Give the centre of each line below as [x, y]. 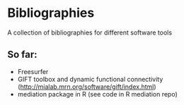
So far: [22, 55]
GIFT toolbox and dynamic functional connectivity [90, 79]
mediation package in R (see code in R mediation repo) [98, 94]
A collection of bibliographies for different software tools [90, 32]
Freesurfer [33, 71]
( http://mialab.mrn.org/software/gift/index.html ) [87, 87]
